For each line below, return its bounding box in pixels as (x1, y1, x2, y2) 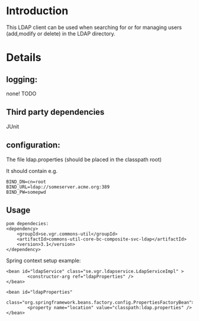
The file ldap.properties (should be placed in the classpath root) (6, 156, 162, 163)
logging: (6, 74, 38, 84)
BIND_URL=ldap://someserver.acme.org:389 (6, 184, 110, 190)
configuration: (6, 140, 60, 150)
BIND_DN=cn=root (6, 179, 46, 185)
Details (6, 51, 41, 65)
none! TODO (6, 90, 37, 97)
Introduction (6, 4, 69, 18)
